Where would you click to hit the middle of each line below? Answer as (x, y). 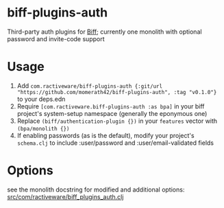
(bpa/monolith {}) (43, 128)
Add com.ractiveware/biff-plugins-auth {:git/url (90, 85)
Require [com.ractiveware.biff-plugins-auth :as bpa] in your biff (111, 106)
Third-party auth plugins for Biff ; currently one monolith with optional (104, 32)
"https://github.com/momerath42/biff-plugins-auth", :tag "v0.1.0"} (117, 92)
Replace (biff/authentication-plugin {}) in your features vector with (117, 121)
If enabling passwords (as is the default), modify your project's (105, 135)
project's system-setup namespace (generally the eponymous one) (112, 113)
